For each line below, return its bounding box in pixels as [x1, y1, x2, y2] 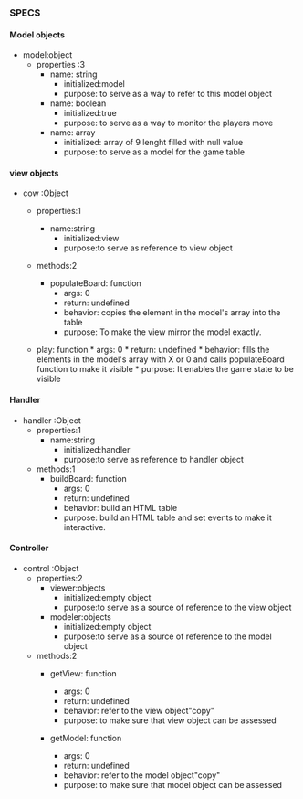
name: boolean [49, 98, 107, 109]
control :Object [22, 562, 79, 573]
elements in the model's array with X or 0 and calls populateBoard [36, 354, 285, 365]
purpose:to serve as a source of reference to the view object [63, 602, 292, 613]
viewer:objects [49, 582, 106, 593]
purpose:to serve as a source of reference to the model [63, 631, 272, 642]
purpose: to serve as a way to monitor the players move [63, 117, 274, 129]
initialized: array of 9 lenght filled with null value [63, 137, 244, 148]
